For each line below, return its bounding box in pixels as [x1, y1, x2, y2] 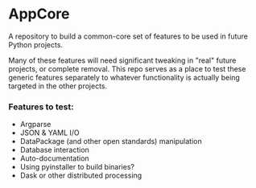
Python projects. [8, 39, 63, 49]
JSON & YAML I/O [19, 128, 81, 137]
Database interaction [19, 145, 90, 155]
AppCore [8, 5, 70, 23]
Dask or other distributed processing [19, 170, 142, 181]
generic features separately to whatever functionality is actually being [8, 72, 240, 82]
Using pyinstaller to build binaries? [19, 162, 135, 172]
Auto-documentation [19, 153, 90, 163]
